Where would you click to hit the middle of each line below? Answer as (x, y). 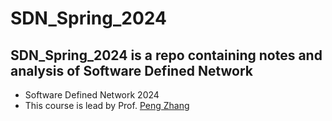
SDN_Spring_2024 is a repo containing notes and (166, 55)
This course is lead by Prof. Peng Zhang (107, 105)
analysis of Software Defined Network (132, 70)
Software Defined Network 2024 (92, 95)
